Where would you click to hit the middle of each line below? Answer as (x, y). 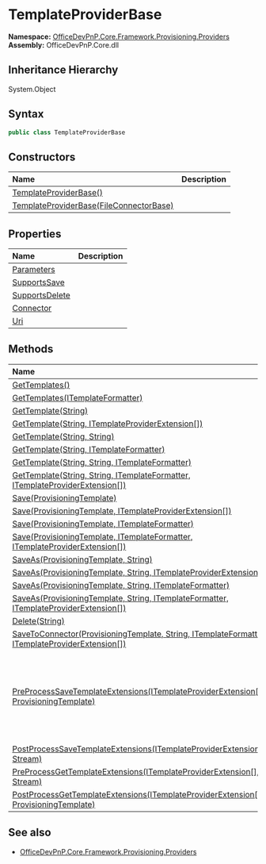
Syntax (26, 114)
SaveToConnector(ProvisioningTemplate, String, (101, 634)
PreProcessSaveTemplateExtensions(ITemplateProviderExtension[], (138, 691)
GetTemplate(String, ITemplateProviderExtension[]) (108, 424)
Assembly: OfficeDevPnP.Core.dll (64, 44)
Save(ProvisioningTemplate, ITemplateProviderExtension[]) (122, 511)
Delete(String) (38, 620)
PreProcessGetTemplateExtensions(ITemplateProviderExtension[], (136, 771)
